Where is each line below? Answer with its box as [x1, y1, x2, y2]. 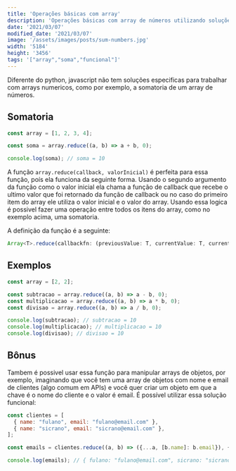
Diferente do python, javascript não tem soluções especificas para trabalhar [7, 75, 228, 84]
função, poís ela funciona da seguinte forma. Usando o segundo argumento [7, 176, 227, 184]
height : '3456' [7, 50, 52, 57]
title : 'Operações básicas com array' [7, 10, 121, 18]
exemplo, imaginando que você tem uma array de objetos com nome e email [7, 375, 229, 384]
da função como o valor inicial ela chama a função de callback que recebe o [7, 183, 228, 191]
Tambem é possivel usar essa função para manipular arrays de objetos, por [7, 368, 226, 377]
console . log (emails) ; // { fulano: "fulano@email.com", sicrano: [7, 457, 202, 464]
